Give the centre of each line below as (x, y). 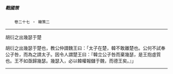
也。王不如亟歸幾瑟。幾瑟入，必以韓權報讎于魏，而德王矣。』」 (71, 61)
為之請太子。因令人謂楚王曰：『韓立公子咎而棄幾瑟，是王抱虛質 (94, 54)
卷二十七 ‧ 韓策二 (32, 22)
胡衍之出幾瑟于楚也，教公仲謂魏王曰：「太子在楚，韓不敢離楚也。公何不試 (83, 48)
